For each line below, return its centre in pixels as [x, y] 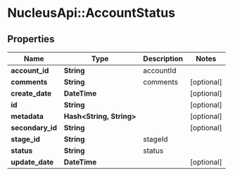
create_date [31, 93]
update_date [32, 162]
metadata [27, 116]
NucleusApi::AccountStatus [92, 13]
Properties [31, 39]
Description [163, 59]
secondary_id [34, 128]
